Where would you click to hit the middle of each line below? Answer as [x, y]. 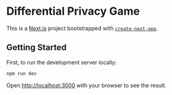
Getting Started [37, 47]
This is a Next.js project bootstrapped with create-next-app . [82, 28]
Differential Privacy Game [73, 11]
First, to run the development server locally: [61, 62]
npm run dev [21, 74]
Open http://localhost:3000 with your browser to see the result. [87, 85]
